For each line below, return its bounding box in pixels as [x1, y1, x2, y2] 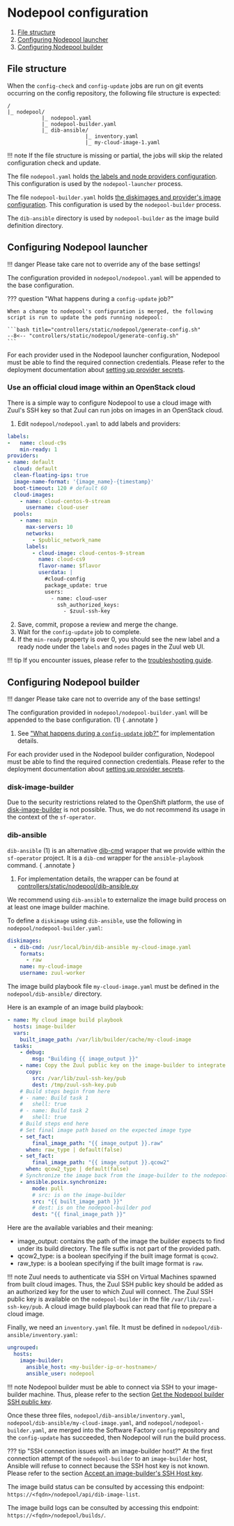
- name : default [7, 458, 54, 466]
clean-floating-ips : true [13, 472, 89, 479]
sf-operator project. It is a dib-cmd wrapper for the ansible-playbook [7, 854, 204, 862]
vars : [13, 1029, 30, 1036]
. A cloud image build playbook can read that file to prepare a [41, 1302, 217, 1311]
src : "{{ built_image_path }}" [32, 1198, 123, 1205]
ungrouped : [7, 1344, 39, 1351]
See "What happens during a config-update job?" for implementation [17, 730, 215, 738]
